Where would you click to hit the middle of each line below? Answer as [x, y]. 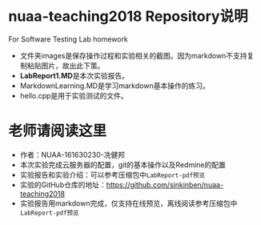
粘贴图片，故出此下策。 [66, 66]
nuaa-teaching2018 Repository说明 [128, 16]
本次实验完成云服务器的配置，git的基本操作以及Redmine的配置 [122, 164]
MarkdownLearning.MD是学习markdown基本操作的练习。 [114, 86]
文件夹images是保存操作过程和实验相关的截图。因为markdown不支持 [133, 55]
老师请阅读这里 [58, 131]
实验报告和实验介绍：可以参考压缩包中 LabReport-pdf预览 [112, 175]
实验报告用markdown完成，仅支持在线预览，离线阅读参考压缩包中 [128, 203]
